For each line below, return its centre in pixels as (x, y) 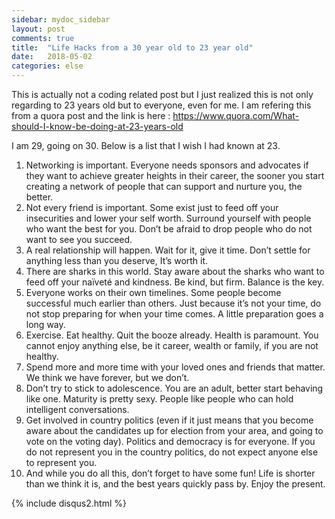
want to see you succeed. (79, 239)
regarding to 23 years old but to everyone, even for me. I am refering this (161, 105)
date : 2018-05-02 (52, 57)
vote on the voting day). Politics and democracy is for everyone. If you (170, 441)
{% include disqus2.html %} (69, 503)
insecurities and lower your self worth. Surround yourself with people (168, 218)
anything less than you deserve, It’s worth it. (117, 260)
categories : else (47, 66)
